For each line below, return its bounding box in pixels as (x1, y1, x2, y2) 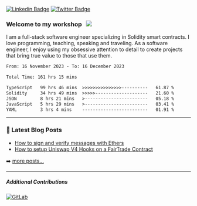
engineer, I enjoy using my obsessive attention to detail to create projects (6, 46, 183, 53)
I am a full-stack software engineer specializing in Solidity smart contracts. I (6, 33, 189, 40)
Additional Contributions (6, 178, 68, 185)
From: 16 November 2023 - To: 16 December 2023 (6, 63, 125, 70)
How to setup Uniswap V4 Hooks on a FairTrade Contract (14, 146, 154, 153)
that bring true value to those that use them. (6, 52, 113, 59)
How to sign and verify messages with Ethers (14, 139, 124, 146)
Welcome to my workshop (6, 20, 82, 28)
